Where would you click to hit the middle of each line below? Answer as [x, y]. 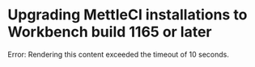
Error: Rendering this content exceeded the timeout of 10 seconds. [119, 54]
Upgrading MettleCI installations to [127, 15]
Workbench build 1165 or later [110, 32]
